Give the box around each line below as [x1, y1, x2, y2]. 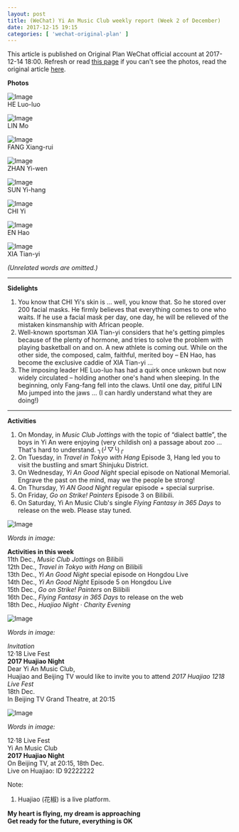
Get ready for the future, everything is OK [7, 817, 133, 826]
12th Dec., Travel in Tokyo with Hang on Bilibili [7, 563, 143, 571]
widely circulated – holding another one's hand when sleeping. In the [17, 373, 220, 382]
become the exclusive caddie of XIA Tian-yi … [17, 358, 153, 367]
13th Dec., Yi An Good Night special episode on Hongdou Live [7, 571, 188, 579]
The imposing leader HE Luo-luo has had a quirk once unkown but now [17, 366, 226, 375]
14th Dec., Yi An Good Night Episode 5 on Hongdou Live [7, 578, 172, 586]
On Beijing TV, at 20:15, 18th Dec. [7, 759, 105, 768]
